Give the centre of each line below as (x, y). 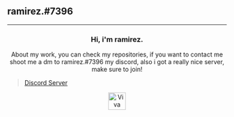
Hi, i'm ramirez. (117, 39)
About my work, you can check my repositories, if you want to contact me (117, 54)
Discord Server (46, 83)
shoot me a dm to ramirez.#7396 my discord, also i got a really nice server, (117, 62)
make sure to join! (117, 70)
